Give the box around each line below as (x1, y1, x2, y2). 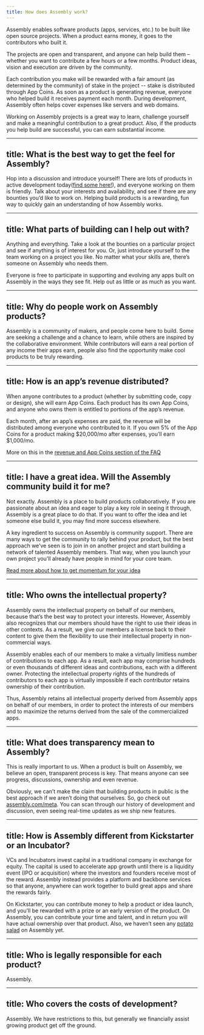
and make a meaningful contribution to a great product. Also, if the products (6, 119, 197, 127)
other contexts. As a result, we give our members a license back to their (6, 625, 186, 633)
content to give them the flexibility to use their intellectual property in (6, 632, 179, 639)
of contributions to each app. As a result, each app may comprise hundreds (6, 656, 195, 664)
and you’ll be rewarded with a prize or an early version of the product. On (6, 907, 190, 914)
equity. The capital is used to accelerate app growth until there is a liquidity (6, 863, 194, 870)
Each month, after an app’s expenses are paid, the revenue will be (6, 417, 171, 424)
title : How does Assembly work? (6, 9, 88, 15)
